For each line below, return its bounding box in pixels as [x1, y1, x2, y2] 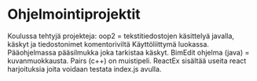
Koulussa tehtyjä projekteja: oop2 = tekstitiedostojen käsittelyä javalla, [7, 31, 235, 40]
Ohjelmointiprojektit [7, 5, 141, 23]
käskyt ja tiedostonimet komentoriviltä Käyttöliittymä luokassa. [7, 39, 210, 48]
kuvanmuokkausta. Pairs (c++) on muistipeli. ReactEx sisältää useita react [7, 56, 247, 65]
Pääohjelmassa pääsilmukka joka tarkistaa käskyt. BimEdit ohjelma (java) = [7, 48, 250, 57]
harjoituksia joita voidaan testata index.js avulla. [7, 64, 162, 73]
